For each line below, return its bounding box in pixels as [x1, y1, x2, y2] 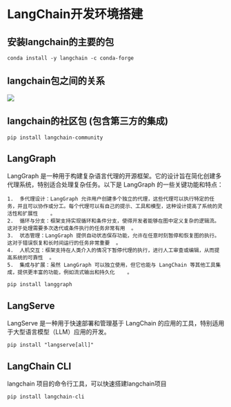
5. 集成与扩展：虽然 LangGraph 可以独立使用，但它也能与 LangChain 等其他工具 [7, 262, 216, 269]
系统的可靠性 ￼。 [12, 254, 55, 261]
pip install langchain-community [7, 134, 103, 141]
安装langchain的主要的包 [7, 36, 114, 48]
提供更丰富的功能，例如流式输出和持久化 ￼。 [17, 269, 133, 276]
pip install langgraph [7, 281, 72, 288]
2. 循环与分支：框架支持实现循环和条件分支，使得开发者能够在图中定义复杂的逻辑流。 [7, 218, 220, 225]
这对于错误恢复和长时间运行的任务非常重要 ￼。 [7, 240, 122, 247]
